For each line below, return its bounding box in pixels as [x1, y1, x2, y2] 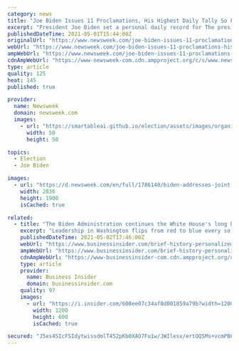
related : [7, 214, 33, 221]
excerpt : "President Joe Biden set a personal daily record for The [7, 23, 215, 31]
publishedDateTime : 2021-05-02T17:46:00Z [20, 234, 144, 241]
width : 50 [26, 129, 55, 136]
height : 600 [33, 313, 69, 320]
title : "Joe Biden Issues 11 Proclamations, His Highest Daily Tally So [7, 17, 228, 24]
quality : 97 [20, 287, 55, 294]
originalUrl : [7, 37, 46, 44]
